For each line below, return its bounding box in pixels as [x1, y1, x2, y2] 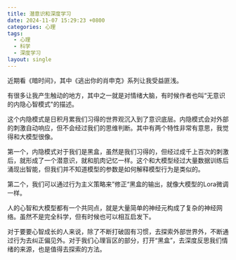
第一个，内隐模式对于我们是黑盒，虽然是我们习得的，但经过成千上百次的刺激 [7, 147, 229, 155]
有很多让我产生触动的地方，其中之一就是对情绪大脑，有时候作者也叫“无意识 [7, 91, 226, 99]
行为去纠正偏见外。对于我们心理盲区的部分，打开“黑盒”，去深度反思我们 [13, 236, 223, 245]
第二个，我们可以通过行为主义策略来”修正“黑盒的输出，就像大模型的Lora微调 [7, 180, 229, 188]
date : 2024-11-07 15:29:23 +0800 [7, 17, 105, 24]
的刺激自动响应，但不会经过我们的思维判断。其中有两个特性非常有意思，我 [7, 124, 223, 132]
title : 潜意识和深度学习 [7, 10, 72, 18]
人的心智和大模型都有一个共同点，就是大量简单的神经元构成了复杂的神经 [7, 203, 216, 212]
